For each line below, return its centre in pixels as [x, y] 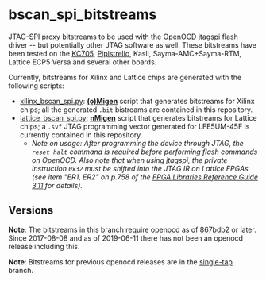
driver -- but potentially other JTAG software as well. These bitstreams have [132, 44]
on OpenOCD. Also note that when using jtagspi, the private [129, 160]
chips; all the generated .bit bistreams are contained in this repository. [136, 110]
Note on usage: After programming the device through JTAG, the [137, 143]
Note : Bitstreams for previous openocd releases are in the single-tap [120, 262]
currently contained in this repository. [81, 135]
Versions [31, 211]
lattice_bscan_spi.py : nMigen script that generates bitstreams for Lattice [138, 117]
